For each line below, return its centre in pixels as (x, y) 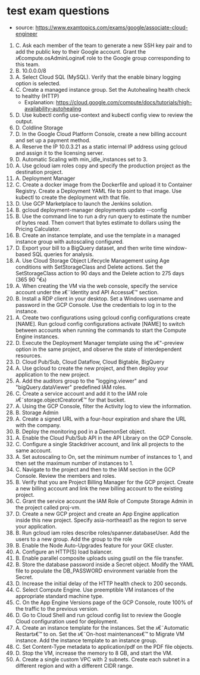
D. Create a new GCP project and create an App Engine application (97, 514)
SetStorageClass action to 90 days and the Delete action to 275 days (100, 273)
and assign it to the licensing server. (60, 153)
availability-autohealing (53, 108)
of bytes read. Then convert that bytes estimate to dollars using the (98, 222)
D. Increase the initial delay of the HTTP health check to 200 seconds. (101, 583)
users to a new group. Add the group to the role (74, 539)
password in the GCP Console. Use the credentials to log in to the (96, 304)
